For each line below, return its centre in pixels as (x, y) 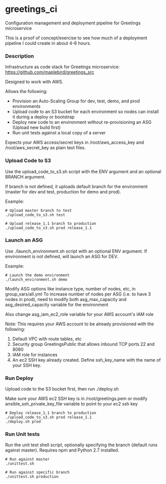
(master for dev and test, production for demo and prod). (63, 192)
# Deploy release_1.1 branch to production (51, 413)
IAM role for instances (35, 355)
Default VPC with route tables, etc (47, 339)
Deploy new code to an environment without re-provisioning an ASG (82, 122)
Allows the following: (27, 92)
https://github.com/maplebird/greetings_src (50, 72)
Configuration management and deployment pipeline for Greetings (73, 23)
